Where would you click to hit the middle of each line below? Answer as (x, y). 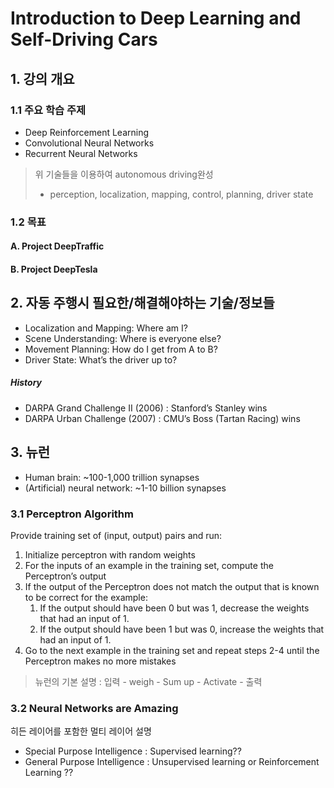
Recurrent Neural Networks (81, 153)
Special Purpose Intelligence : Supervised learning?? (133, 751)
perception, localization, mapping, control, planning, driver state (181, 194)
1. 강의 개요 (42, 78)
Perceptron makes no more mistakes (100, 661)
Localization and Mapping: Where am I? (106, 328)
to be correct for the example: (86, 597)
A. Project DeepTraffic (57, 246)
